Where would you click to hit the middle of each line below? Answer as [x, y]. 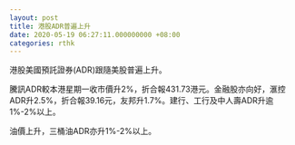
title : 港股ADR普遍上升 [50, 26]
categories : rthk [42, 43]
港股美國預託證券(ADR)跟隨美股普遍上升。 [88, 70]
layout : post [34, 18]
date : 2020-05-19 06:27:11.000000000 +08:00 [95, 34]
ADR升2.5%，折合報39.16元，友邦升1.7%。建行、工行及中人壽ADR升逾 [142, 101]
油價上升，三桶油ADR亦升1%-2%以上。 [83, 131]
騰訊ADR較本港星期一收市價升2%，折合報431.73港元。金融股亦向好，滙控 [147, 89]
